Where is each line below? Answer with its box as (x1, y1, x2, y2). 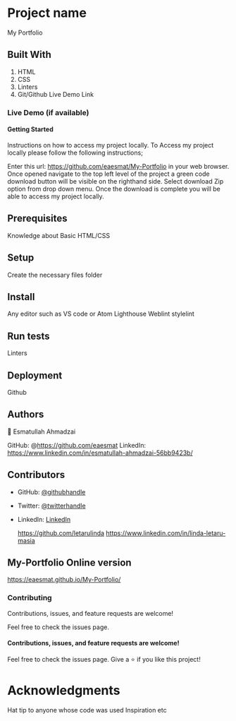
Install (7, 291, 35, 303)
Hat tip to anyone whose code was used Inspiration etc (7, 705, 167, 714)
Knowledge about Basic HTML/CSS (7, 231, 111, 239)
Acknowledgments (7, 683, 121, 698)
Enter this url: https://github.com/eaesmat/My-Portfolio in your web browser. (7, 162, 230, 170)
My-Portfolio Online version (7, 556, 132, 568)
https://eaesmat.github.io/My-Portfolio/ (7, 576, 121, 584)
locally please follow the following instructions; (7, 148, 143, 157)
